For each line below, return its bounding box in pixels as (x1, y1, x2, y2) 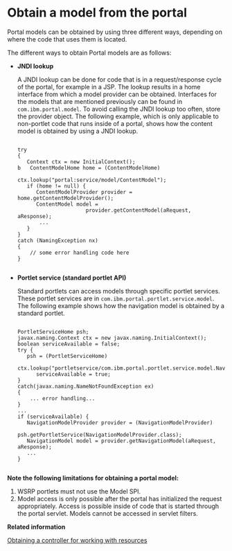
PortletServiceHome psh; (17, 328, 89, 335)
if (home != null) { (26, 182, 87, 190)
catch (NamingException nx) (17, 237, 98, 244)
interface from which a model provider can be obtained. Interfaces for (17, 90, 217, 98)
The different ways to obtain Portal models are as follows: (7, 48, 172, 57)
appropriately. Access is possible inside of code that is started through (17, 502, 220, 510)
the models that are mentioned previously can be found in (17, 97, 182, 105)
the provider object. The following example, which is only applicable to (17, 112, 220, 120)
